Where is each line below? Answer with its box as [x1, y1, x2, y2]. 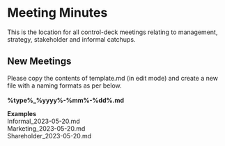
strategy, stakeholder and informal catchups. [7, 35, 136, 43]
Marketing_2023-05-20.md [7, 124, 86, 133]
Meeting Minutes [7, 5, 108, 21]
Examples [7, 109, 37, 117]
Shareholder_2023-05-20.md [7, 131, 92, 140]
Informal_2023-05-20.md [7, 117, 80, 125]
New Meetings [7, 56, 72, 67]
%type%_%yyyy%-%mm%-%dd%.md [7, 96, 124, 104]
